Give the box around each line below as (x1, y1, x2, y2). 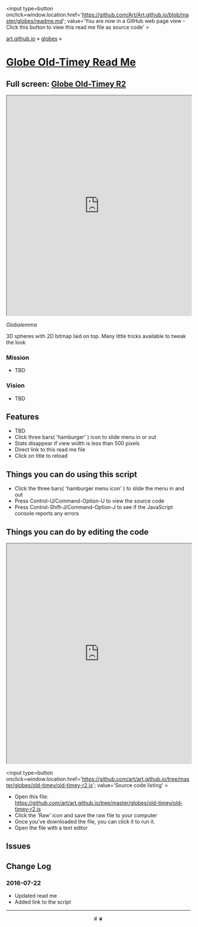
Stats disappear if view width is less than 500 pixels (14, 440, 140, 447)
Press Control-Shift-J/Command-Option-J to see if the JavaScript (14, 504, 173, 511)
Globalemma (6, 321, 37, 328)
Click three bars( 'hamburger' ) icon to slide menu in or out (14, 434, 156, 441)
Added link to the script (14, 898, 71, 906)
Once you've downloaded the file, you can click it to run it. (14, 818, 155, 825)
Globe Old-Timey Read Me (6, 56, 136, 69)
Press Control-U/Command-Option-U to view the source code (14, 497, 165, 504)
